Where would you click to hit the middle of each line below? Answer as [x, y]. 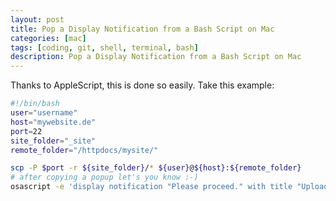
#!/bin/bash [35, 104]
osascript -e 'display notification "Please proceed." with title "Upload [169, 187]
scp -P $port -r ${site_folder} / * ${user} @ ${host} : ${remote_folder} [156, 168]
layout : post [37, 19]
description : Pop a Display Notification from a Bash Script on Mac [156, 57]
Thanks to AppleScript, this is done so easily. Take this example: [142, 85]
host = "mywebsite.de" [53, 122]
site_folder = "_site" [53, 141]
